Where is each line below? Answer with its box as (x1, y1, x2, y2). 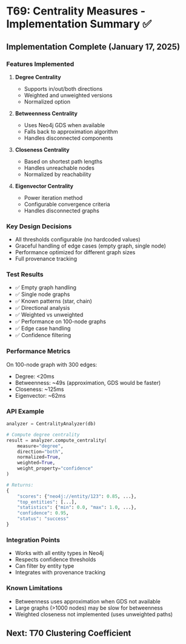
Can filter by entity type (15, 562, 75, 570)
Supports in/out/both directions (24, 85, 103, 92)
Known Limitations (6, 584, 63, 593)
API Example (6, 407, 44, 415)
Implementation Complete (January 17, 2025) (6, 41, 181, 52)
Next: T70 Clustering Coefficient (6, 628, 131, 638)
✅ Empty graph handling (15, 284, 77, 291)
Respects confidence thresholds (15, 556, 96, 563)
